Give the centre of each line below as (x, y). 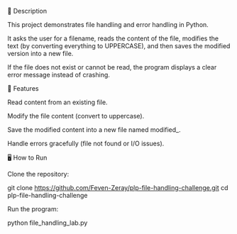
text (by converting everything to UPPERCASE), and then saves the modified (119, 46)
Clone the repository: (38, 174)
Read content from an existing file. (57, 102)
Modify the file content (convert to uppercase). (76, 116)
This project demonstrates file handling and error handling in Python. (108, 24)
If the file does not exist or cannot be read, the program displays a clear (112, 67)
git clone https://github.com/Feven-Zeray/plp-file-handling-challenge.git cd (118, 188)
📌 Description (27, 11)
